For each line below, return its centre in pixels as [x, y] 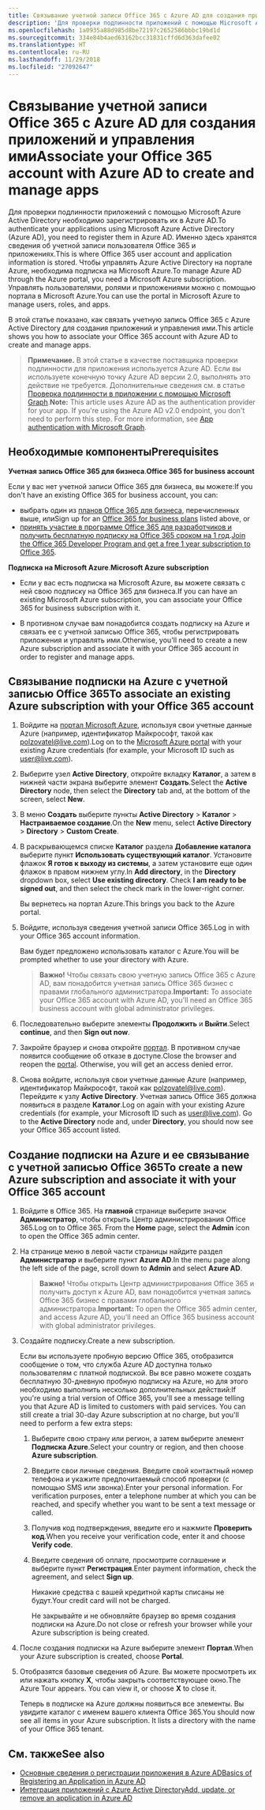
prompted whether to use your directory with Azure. [104, 960]
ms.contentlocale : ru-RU [49, 52]
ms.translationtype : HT [47, 45]
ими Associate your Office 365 [110, 156]
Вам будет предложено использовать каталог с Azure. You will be [129, 951]
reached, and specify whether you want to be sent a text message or [144, 1504]
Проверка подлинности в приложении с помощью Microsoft [129, 393]
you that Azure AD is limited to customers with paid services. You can [132, 1406]
